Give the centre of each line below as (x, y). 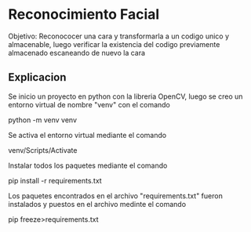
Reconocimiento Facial (84, 14)
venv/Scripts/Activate (43, 150)
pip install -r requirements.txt (55, 180)
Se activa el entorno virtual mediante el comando (87, 135)
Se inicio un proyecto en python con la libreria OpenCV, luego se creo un (125, 96)
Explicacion (37, 77)
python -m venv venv (42, 120)
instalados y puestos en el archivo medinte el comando (97, 204)
